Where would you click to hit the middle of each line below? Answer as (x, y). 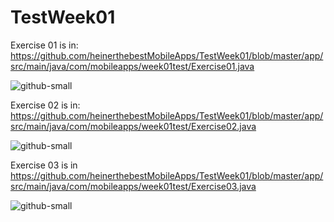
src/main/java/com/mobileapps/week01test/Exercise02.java (133, 126)
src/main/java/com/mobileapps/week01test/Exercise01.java (132, 66)
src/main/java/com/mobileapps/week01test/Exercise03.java (133, 186)
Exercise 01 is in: (44, 45)
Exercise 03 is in (44, 165)
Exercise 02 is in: (45, 105)
